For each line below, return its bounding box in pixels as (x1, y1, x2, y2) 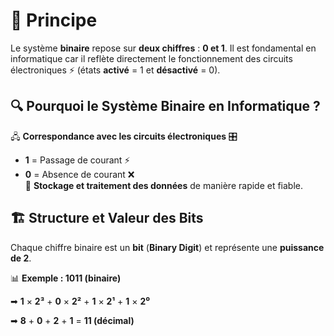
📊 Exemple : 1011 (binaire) (10, 272, 122, 284)
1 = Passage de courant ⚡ (24, 154, 131, 166)
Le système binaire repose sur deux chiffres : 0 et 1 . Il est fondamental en (10, 42, 317, 54)
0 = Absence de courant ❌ (24, 168, 135, 180)
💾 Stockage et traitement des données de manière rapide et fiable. (24, 179, 304, 191)
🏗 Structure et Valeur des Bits (10, 210, 204, 227)
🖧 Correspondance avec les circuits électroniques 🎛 (10, 130, 238, 142)
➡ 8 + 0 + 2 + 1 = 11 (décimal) (10, 314, 135, 326)
